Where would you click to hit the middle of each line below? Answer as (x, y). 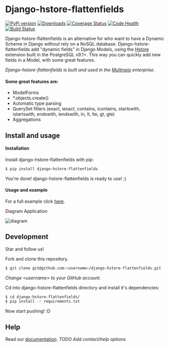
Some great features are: (32, 81)
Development (27, 237)
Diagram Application (26, 211)
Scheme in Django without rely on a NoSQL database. (61, 44)
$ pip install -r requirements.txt (43, 301)
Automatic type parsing (37, 103)
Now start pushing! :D (28, 311)
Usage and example (26, 190)
